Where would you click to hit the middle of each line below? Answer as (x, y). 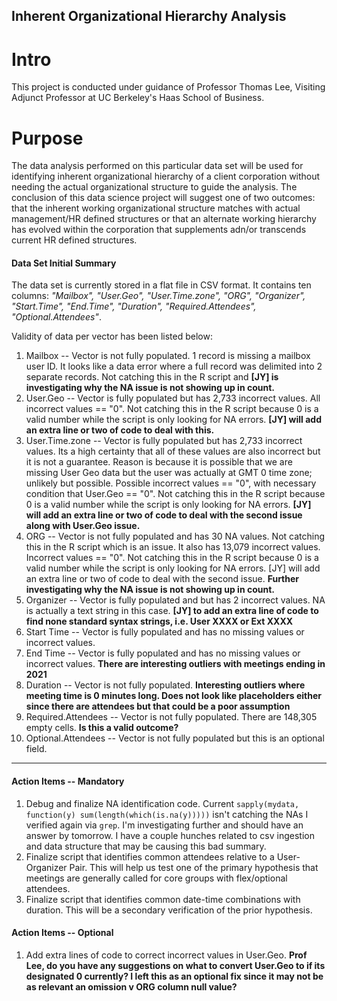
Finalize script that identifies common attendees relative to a (150, 856)
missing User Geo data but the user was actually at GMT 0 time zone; (169, 473)
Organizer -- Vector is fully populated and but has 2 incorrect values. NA (175, 600)
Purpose (47, 138)
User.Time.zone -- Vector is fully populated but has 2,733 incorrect (164, 441)
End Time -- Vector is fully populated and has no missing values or (163, 653)
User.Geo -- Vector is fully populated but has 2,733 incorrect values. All (173, 398)
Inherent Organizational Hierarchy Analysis (149, 16)
